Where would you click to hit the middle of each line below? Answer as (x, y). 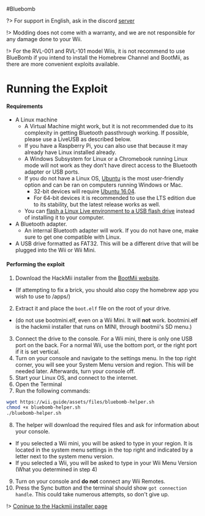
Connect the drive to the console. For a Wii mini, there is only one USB (104, 338)
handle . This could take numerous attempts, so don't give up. (92, 495)
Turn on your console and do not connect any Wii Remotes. (90, 482)
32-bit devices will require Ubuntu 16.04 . (85, 191)
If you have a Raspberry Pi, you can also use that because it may (106, 146)
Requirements (25, 106)
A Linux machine (36, 120)
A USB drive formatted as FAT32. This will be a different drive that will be (107, 244)
